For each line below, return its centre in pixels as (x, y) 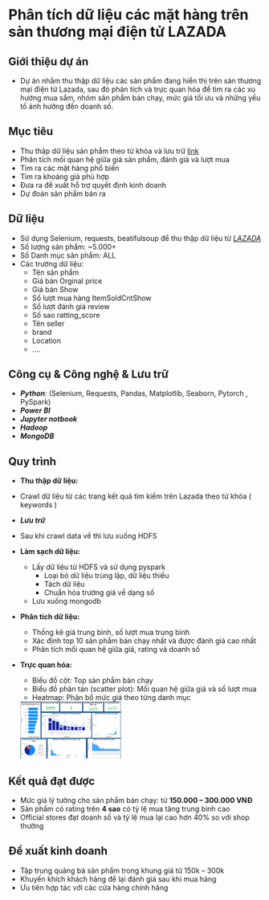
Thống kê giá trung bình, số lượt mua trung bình (111, 633)
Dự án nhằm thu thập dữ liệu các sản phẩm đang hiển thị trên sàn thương (141, 81)
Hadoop (34, 428)
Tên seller (48, 324)
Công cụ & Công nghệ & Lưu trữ (88, 375)
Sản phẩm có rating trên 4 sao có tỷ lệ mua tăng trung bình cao (125, 808)
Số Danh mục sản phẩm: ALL (68, 255)
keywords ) (39, 505)
